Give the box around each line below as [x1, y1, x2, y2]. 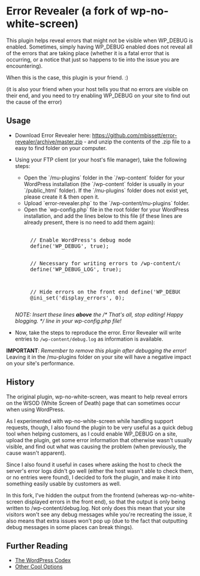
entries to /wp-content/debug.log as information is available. [14, 335, 163, 343]
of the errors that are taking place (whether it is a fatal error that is [6, 49, 169, 56]
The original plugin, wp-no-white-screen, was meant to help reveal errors [6, 393, 187, 400]
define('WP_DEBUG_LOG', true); [29, 266, 122, 272]
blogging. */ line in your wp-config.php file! [14, 317, 122, 325]
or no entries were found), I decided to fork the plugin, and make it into [6, 473, 181, 481]
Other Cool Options [14, 563, 63, 571]
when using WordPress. [6, 406, 65, 413]
